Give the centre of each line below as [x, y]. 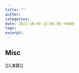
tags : [11, 28]
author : [13, 14]
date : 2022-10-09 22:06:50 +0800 [40, 24]
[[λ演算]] [14, 66]
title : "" [15, 10]
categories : [17, 19]
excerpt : [14, 33]
